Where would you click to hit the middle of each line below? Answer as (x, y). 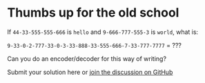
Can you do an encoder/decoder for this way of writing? (87, 58)
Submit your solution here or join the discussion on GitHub (90, 72)
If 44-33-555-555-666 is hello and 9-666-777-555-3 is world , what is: (103, 32)
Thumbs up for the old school (93, 13)
